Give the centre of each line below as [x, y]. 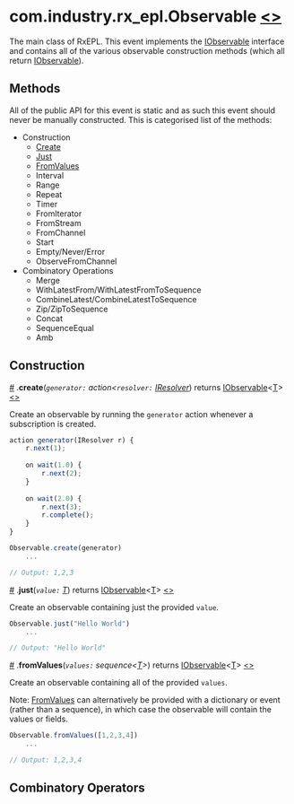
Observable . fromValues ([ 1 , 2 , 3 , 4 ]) [74, 736]
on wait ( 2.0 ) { [54, 498]
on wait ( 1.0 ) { [54, 465]
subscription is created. [53, 424]
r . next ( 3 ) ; [62, 507]
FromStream [59, 223]
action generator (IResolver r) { [72, 440]
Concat [49, 318]
